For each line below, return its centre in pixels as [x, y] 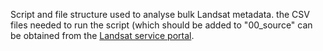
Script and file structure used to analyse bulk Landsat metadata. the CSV [160, 14]
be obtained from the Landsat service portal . [102, 35]
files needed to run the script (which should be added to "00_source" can [161, 25]
